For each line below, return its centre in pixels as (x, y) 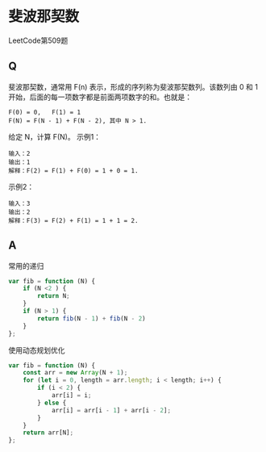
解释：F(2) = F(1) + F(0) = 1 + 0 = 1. (73, 170)
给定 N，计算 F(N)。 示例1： (55, 136)
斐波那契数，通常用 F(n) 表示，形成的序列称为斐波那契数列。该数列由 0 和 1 (133, 86)
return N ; (54, 296)
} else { (52, 403)
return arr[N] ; (48, 433)
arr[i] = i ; (71, 395)
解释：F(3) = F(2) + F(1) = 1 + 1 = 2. (73, 220)
